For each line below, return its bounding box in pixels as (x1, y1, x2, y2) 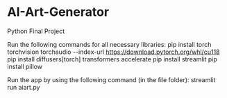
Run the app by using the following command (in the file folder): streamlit (7, 75, 216, 84)
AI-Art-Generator (7, 4, 110, 20)
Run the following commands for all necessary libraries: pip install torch (7, 40, 212, 48)
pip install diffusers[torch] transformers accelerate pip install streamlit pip (7, 55, 217, 63)
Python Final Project (7, 27, 65, 35)
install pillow (7, 62, 43, 70)
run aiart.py (7, 83, 40, 91)
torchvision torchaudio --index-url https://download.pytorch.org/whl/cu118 (7, 48, 220, 56)
